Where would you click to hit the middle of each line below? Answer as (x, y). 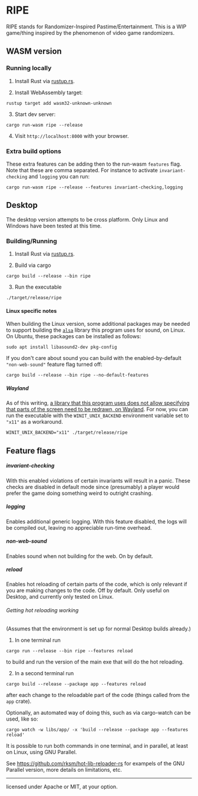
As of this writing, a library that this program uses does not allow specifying (98, 403)
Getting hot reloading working (42, 610)
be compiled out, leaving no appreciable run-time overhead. (79, 527)
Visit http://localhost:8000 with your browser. (72, 136)
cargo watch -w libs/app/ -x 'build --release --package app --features (97, 729)
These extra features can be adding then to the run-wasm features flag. (94, 164)
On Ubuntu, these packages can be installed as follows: (74, 336)
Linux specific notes (32, 311)
